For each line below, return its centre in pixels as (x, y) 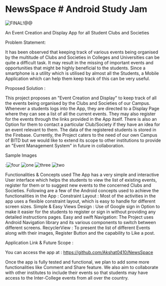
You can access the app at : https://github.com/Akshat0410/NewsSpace (79, 252)
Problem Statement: (26, 42)
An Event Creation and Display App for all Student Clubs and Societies (77, 32)
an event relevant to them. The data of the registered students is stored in (81, 130)
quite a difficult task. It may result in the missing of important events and (79, 62)
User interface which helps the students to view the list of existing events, (81, 180)
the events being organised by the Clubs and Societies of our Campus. (78, 103)
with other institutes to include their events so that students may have (77, 273)
